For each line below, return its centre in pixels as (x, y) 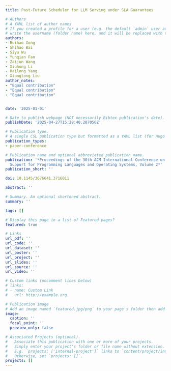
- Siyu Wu (16, 52)
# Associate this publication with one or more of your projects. (79, 341)
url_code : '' (19, 243)
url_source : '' (21, 267)
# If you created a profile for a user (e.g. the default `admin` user (83, 28)
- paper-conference (26, 146)
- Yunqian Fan (20, 57)
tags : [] (15, 211)
